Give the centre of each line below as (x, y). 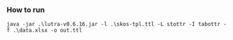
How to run (26, 10)
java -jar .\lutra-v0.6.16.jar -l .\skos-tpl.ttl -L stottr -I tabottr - (117, 25)
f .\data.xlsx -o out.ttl (44, 31)
